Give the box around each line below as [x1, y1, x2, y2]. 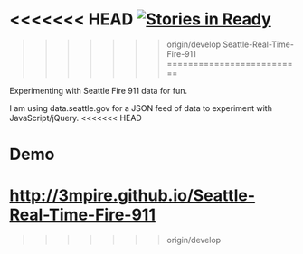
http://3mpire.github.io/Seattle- [9, 185, 256, 206]
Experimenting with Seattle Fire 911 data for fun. [9, 85, 188, 96]
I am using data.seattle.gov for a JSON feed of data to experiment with [9, 102, 273, 113]
